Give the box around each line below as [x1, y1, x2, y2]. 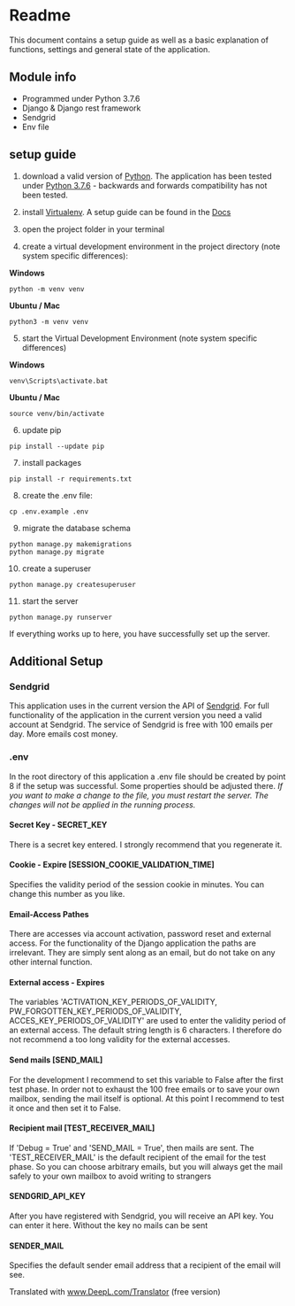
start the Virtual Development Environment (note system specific [21, 333, 258, 344]
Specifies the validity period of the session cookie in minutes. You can [9, 878, 265, 890]
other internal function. [9, 957, 93, 968]
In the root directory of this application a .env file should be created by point [9, 771, 286, 782]
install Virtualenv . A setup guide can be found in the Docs [21, 206, 231, 217]
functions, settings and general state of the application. [9, 43, 210, 54]
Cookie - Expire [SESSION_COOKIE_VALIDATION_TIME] [9, 860, 215, 870]
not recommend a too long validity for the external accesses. [9, 1034, 231, 1045]
